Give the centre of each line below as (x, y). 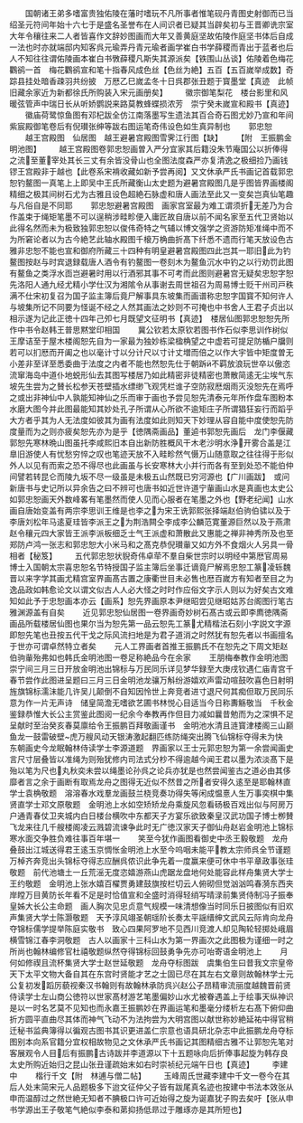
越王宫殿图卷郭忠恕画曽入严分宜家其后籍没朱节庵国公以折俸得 (173, 149)
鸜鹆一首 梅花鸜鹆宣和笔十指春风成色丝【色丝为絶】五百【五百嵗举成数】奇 (151, 70)
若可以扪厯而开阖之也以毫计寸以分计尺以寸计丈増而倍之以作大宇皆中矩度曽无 (151, 352)
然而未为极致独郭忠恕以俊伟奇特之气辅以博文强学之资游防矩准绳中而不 (163, 228)
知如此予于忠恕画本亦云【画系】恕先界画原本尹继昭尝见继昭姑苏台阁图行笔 (147, 601)
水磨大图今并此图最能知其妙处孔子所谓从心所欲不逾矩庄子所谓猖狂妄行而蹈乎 (151, 409)
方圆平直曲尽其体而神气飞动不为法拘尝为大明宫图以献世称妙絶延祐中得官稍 (155, 1019)
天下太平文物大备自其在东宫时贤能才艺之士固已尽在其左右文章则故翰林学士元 (151, 974)
